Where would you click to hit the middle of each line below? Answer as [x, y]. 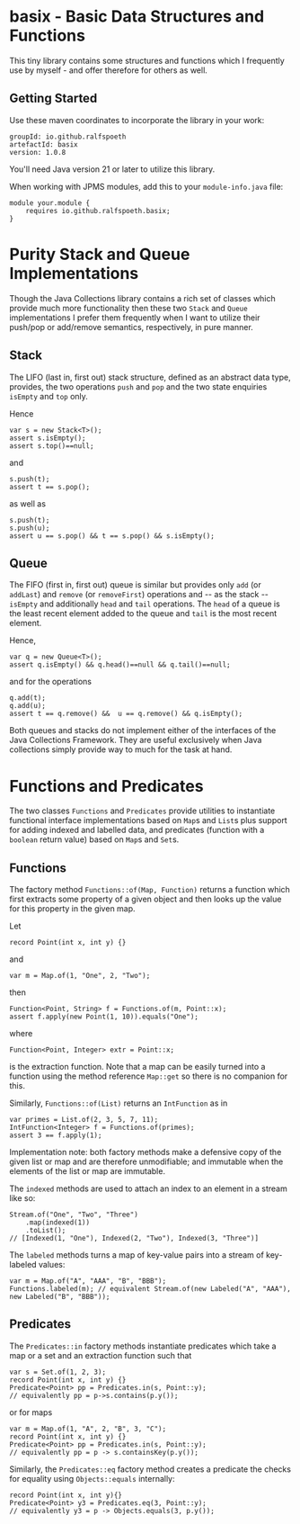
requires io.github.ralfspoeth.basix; [98, 211]
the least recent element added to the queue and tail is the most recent [143, 614]
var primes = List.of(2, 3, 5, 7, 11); [84, 1120]
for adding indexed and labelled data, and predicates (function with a [137, 830]
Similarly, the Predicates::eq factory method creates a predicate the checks [150, 1469]
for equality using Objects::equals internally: [92, 1478]
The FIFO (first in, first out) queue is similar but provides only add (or [136, 585]
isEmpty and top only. [49, 396]
